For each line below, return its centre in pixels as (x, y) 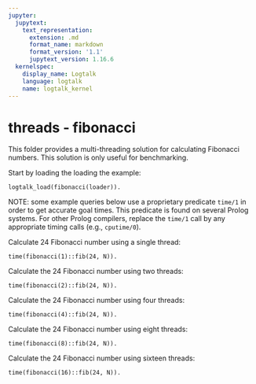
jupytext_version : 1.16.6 (71, 60)
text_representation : (57, 30)
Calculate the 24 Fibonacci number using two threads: (96, 271)
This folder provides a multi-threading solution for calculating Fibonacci (124, 150)
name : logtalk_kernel (57, 89)
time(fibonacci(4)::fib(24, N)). (63, 315)
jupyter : (22, 15)
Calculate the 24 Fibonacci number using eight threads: (98, 329)
